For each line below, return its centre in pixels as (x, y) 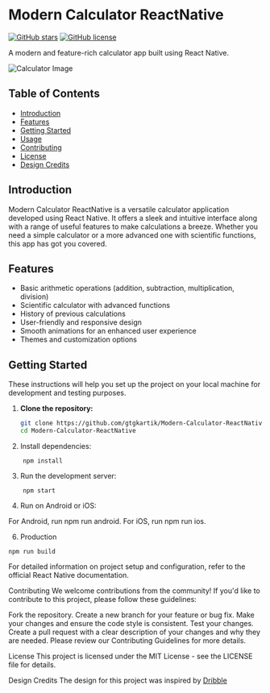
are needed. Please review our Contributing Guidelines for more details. (127, 640)
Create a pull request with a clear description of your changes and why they (134, 632)
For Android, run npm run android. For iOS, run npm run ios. (107, 521)
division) (34, 297)
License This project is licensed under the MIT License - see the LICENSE (131, 656)
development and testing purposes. (67, 393)
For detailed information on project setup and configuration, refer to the (127, 566)
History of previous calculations (73, 314)
